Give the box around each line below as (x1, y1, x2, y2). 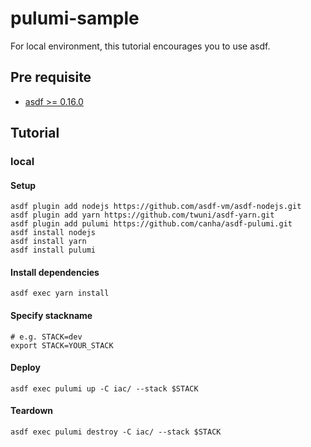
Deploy (10, 362, 41, 374)
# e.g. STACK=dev (10, 332, 83, 342)
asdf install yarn (10, 237, 87, 247)
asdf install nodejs (10, 228, 97, 238)
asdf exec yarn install (10, 288, 110, 299)
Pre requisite (10, 69, 92, 86)
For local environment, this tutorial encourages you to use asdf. (10, 40, 271, 52)
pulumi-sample (10, 7, 140, 30)
